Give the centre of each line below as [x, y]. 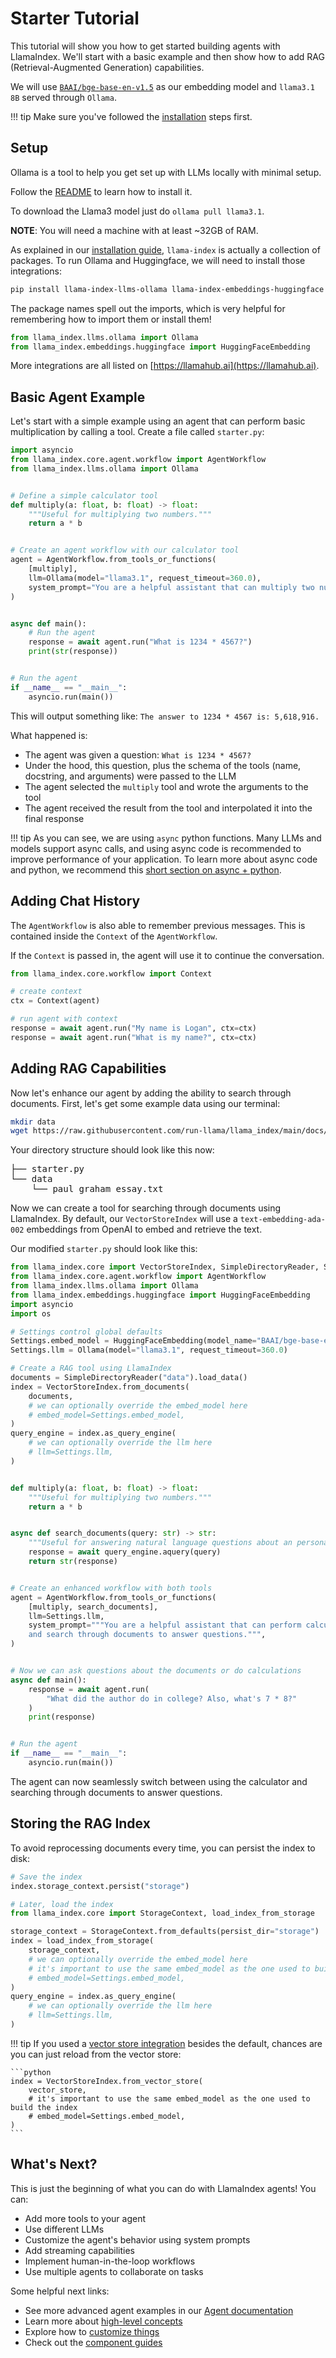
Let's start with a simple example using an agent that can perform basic [158, 421]
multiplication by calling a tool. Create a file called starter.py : [137, 432]
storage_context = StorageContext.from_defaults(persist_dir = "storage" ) [165, 1932]
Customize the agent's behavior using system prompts [137, 2239]
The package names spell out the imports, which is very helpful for [148, 308]
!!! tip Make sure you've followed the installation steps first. [131, 116]
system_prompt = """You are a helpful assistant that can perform [165, 1625]
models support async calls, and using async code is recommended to [156, 848]
